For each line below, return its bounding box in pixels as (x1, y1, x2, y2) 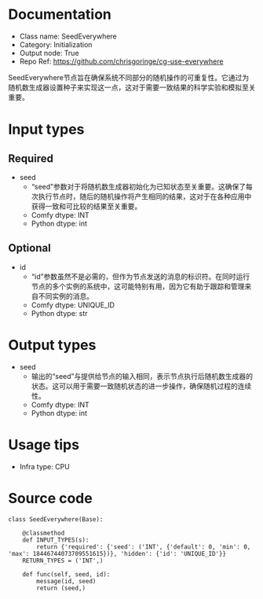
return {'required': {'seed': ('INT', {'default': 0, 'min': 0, (36, 542, 251, 551)
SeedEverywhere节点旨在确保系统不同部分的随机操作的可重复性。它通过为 (8, 72, 250, 82)
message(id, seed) (36, 577, 97, 585)
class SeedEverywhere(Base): (8, 515, 104, 524)
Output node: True (19, 48, 80, 57)
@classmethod (22, 529, 65, 537)
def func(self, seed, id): (22, 570, 111, 579)
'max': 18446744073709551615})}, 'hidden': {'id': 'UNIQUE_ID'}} (8, 549, 226, 557)
